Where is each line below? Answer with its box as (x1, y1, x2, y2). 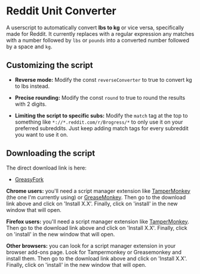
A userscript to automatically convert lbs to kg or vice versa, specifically (6, 24, 184, 31)
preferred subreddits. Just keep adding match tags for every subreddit (14, 124, 189, 132)
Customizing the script (6, 60, 94, 70)
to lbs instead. (14, 82, 50, 90)
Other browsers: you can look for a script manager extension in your (6, 242, 176, 249)
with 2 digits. (14, 100, 47, 107)
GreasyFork (14, 176, 44, 183)
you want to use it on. (14, 131, 69, 138)
